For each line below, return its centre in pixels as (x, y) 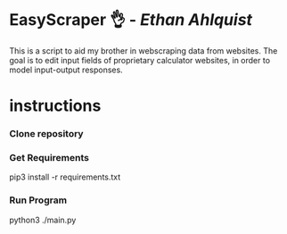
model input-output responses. (66, 70)
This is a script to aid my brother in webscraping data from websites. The (143, 50)
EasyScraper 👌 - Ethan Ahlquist (131, 20)
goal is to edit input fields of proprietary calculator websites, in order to (139, 60)
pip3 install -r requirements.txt (65, 177)
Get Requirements (49, 157)
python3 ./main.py (43, 220)
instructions (55, 106)
